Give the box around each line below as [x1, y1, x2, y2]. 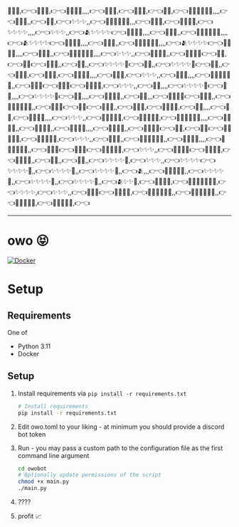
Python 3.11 [17, 341, 51, 351]
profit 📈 [17, 512, 42, 520]
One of [7, 328, 28, 336]
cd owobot [17, 465, 48, 472]
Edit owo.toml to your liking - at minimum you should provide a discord [17, 422, 225, 431]
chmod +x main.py [17, 478, 70, 486]
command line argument [17, 451, 90, 459]
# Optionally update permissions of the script [17, 472, 161, 479]
